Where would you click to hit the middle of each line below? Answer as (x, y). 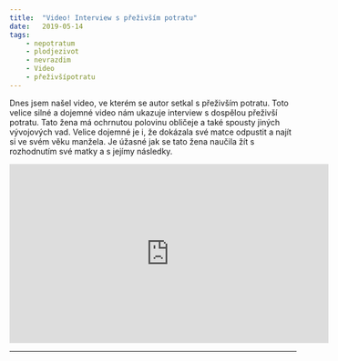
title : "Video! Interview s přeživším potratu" (103, 18)
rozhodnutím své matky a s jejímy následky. (91, 151)
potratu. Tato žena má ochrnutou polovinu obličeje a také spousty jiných (145, 122)
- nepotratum (51, 43)
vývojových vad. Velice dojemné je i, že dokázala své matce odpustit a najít (150, 132)
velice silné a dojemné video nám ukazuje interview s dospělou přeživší (143, 112)
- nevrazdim (48, 60)
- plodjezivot (52, 52)
